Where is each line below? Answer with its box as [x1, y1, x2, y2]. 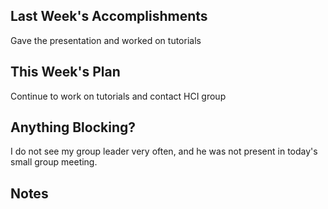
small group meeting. [10, 156, 98, 168]
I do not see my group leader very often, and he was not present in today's [10, 145, 318, 158]
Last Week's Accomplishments [10, 8, 208, 25]
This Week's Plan [10, 64, 121, 81]
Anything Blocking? [10, 119, 137, 136]
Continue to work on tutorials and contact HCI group [10, 90, 227, 102]
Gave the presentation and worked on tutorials [10, 34, 202, 46]
